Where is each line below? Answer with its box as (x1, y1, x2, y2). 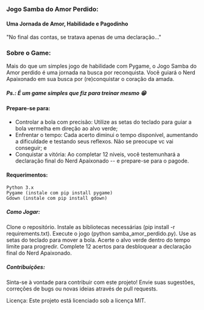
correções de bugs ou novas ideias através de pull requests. (6, 285, 158, 292)
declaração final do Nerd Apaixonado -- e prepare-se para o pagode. (15, 157, 189, 164)
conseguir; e (15, 144, 47, 151)
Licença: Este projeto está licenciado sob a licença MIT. (6, 297, 146, 305)
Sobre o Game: (6, 49, 51, 57)
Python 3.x (6, 185, 34, 191)
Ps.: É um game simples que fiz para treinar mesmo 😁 (6, 90, 147, 97)
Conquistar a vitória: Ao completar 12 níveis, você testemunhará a (15, 151, 180, 158)
